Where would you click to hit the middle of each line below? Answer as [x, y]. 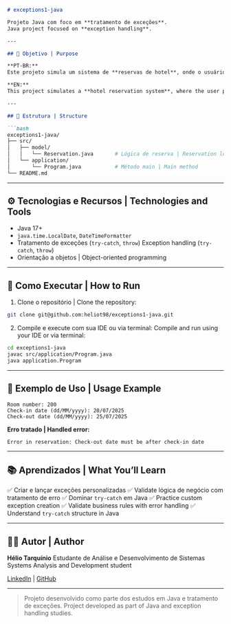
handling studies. [48, 613]
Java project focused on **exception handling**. [80, 29]
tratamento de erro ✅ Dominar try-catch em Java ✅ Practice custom [105, 498]
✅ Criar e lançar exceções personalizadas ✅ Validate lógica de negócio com [115, 490]
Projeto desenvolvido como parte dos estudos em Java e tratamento [121, 599]
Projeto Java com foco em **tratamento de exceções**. [87, 22]
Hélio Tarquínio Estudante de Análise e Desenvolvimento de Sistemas [106, 558]
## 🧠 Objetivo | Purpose [43, 54]
